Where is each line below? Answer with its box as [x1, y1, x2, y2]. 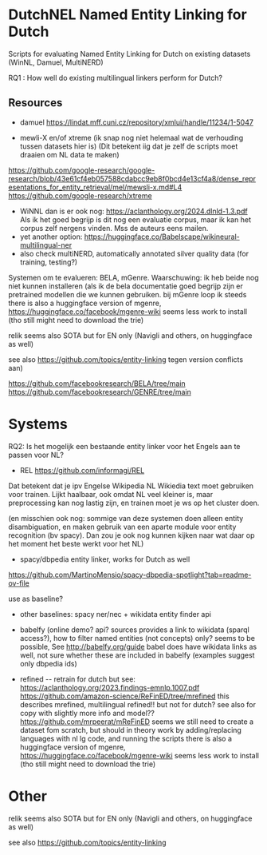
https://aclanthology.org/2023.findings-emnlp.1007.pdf [19, 682, 200, 692]
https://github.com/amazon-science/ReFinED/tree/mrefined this [19, 691, 230, 701]
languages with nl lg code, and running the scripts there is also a [19, 734, 233, 743]
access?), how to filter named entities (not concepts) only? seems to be [19, 633, 255, 642]
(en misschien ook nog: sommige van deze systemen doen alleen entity [8, 513, 244, 523]
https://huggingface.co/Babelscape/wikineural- [84, 232, 241, 241]
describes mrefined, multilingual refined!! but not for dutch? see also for [19, 699, 257, 709]
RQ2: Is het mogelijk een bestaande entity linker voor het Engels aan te [8, 441, 241, 451]
